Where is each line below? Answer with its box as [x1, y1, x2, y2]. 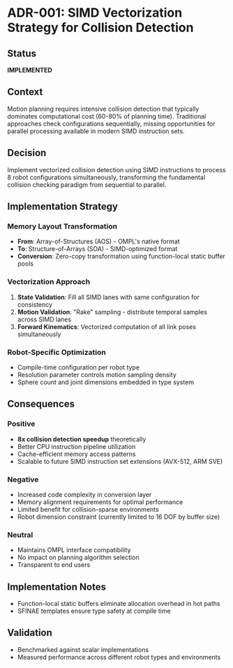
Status [7, 47, 37, 59]
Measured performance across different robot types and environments [17, 653, 221, 661]
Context [7, 86, 43, 98]
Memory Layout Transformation [7, 221, 118, 231]
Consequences [7, 398, 75, 410]
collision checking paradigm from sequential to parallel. [7, 180, 167, 189]
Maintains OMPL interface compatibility [17, 546, 131, 554]
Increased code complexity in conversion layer [17, 490, 152, 499]
